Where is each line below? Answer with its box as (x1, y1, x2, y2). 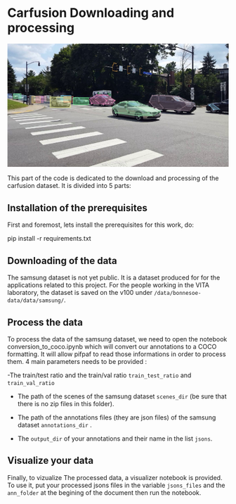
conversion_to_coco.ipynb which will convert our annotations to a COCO (7, 342, 217, 351)
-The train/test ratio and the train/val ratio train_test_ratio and (7, 371, 192, 379)
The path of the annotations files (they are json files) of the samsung (17, 413, 216, 422)
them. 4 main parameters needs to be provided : (7, 357, 147, 365)
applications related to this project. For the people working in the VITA (7, 281, 209, 289)
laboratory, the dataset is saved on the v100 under (7, 289, 153, 297)
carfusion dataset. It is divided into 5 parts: (7, 182, 131, 190)
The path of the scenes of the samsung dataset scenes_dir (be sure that (17, 392, 227, 401)
